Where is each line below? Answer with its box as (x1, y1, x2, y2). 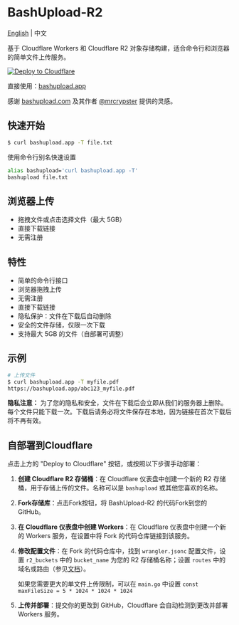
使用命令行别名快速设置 (7, 152, 76, 161)
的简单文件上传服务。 (7, 53, 70, 61)
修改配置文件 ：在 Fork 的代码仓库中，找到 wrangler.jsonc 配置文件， (17, 547, 221, 555)
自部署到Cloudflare (7, 439, 93, 451)
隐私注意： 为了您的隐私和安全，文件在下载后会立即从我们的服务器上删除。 (7, 399, 228, 407)
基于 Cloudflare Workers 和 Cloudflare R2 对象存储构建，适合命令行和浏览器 (7, 43, 230, 52)
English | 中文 (7, 28, 48, 37)
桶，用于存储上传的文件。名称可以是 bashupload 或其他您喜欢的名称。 (17, 483, 222, 492)
